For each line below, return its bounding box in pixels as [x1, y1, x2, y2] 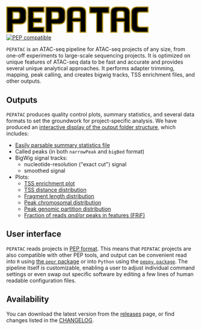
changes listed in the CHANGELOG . [6, 316, 94, 323]
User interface [6, 229, 61, 239]
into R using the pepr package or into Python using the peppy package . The [6, 257, 188, 265]
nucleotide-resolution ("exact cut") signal [23, 161, 127, 167]
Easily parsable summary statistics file [14, 142, 110, 149]
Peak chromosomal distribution [23, 199, 102, 206]
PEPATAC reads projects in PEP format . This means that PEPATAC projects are [6, 245, 191, 252]
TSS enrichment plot [23, 180, 75, 187]
